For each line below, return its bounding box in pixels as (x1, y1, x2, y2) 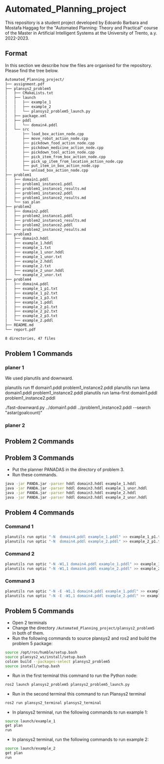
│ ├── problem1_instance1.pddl (5, 181, 73, 186)
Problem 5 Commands (5, 607, 74, 615)
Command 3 (5, 578, 35, 584)
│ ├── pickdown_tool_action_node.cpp (5, 150, 95, 155)
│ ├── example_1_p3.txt (5, 295, 58, 300)
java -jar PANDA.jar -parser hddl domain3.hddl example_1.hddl (5, 481, 137, 486)
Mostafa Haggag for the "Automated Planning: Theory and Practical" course (5, 24, 158, 30)
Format (5, 49, 28, 58)
